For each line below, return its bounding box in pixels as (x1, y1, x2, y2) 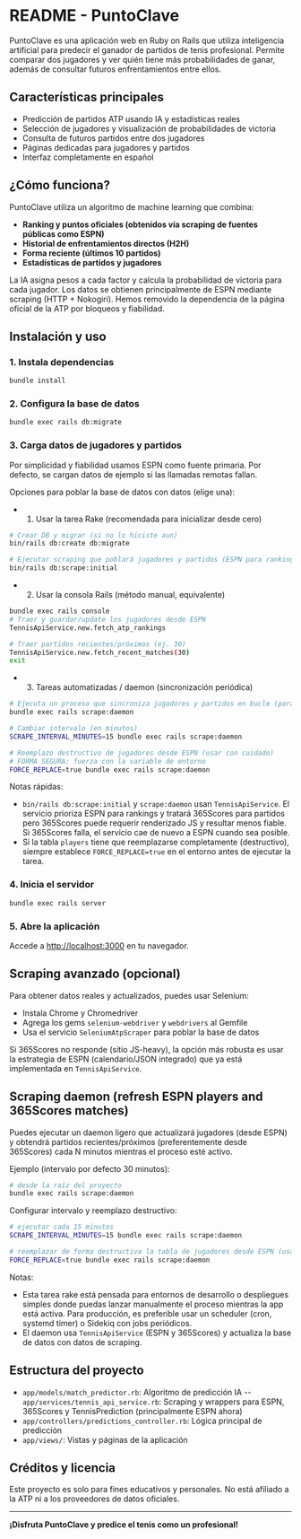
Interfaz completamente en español (21, 152, 154, 162)
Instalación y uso (9, 328, 107, 344)
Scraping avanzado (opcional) (9, 966, 181, 982)
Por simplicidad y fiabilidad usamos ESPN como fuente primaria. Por (9, 459, 262, 470)
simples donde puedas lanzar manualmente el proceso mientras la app (21, 1299, 284, 1309)
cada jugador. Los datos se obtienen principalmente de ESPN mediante (9, 284, 272, 294)
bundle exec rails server (9, 898, 106, 907)
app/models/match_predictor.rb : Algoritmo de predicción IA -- (21, 1386, 253, 1397)
